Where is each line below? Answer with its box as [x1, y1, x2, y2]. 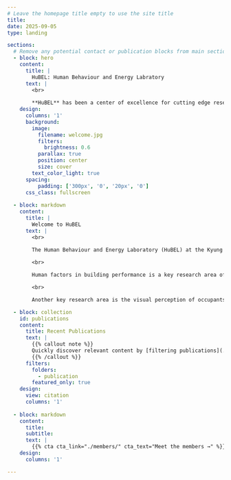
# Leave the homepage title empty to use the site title [7, 10, 174, 17]
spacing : [25, 176, 51, 183]
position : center [37, 157, 88, 164]
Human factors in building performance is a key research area [32, 271, 217, 279]
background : [25, 118, 60, 125]
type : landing [7, 29, 48, 36]
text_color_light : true [32, 169, 100, 176]
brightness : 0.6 [43, 144, 91, 152]
